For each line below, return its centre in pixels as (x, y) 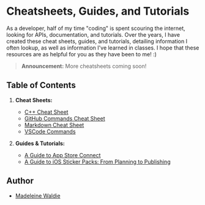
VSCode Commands (50, 131)
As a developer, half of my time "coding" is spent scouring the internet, (96, 28)
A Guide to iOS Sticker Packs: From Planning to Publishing (97, 162)
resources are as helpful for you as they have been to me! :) (82, 54)
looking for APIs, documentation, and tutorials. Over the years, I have (93, 34)
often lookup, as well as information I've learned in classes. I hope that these (103, 48)
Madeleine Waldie (38, 196)
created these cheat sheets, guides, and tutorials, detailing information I (97, 41)
